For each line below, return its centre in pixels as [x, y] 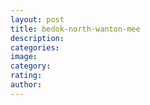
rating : [26, 76]
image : [24, 57]
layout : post [37, 19]
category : [31, 66]
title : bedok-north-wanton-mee [75, 29]
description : [37, 38]
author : [26, 85]
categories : [35, 47]
